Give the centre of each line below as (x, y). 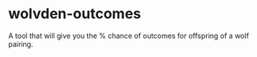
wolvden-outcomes (75, 14)
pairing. (21, 44)
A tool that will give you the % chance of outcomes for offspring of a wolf (129, 36)
